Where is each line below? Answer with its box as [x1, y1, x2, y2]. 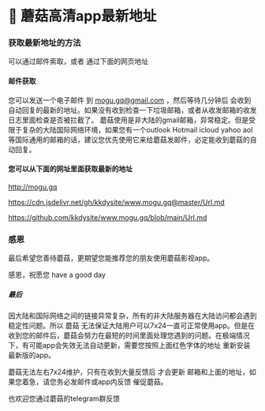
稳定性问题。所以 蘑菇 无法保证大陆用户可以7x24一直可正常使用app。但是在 [8, 321, 255, 331]
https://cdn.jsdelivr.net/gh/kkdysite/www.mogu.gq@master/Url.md [8, 197, 225, 207]
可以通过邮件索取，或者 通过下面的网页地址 [8, 57, 148, 66]
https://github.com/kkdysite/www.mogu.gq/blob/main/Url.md [8, 212, 207, 222]
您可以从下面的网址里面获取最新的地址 [8, 164, 132, 174]
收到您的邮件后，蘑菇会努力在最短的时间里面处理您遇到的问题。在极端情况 [8, 331, 250, 340]
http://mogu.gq [8, 182, 58, 192]
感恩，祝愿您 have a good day [8, 270, 106, 280]
